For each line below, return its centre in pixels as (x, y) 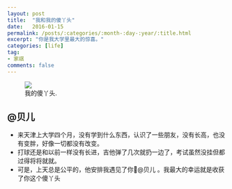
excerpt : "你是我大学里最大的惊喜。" (56, 40)
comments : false (31, 65)
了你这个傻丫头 (39, 179)
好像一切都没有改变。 (72, 144)
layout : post (26, 14)
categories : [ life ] (36, 46)
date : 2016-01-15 (36, 26)
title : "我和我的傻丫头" (41, 20)
